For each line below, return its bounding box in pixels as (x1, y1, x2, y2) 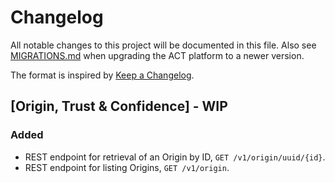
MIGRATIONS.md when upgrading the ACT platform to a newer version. (10, 49, 305, 61)
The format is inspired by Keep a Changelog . (10, 69, 195, 81)
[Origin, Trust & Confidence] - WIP (10, 98, 228, 115)
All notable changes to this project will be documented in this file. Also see (10, 39, 317, 51)
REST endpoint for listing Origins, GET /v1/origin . (24, 161, 230, 173)
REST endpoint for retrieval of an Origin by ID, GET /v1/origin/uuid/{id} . (24, 151, 326, 163)
